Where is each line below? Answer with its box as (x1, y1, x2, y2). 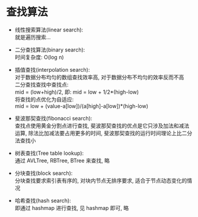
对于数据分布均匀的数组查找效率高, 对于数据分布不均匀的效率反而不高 (14, 74, 184, 81)
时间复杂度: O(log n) (14, 53, 64, 60)
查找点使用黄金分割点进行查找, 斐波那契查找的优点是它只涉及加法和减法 (14, 122, 190, 129)
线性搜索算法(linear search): (14, 26, 84, 33)
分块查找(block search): (14, 170, 73, 177)
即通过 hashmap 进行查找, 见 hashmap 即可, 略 (14, 204, 129, 211)
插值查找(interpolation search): (14, 66, 90, 73)
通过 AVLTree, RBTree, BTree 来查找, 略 (14, 157, 110, 164)
